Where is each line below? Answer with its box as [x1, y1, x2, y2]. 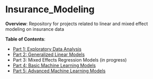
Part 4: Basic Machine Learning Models [12, 62, 96, 68]
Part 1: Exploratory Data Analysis [12, 46, 82, 52]
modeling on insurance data [5, 26, 64, 32]
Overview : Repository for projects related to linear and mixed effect [5, 21, 148, 27]
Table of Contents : [5, 36, 46, 42]
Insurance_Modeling [5, 4, 95, 15]
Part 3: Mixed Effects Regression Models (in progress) [12, 56, 127, 63]
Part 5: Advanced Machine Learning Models [12, 68, 106, 74]
